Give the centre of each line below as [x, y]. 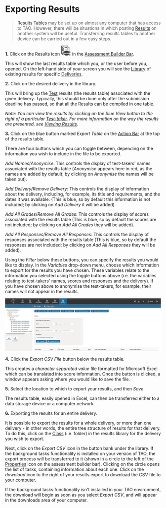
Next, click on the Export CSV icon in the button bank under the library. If [79, 448]
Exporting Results [42, 9]
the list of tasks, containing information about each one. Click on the [75, 469]
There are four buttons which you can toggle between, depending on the [79, 148]
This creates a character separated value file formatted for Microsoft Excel [82, 369]
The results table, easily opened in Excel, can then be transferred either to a [82, 398]
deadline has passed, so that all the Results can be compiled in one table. [80, 104]
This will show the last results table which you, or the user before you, [76, 63]
